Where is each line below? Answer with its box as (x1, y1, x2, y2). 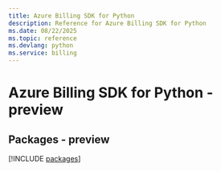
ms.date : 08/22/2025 (8, 26, 78, 35)
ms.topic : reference (8, 34, 78, 43)
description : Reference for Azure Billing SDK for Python (8, 19, 207, 27)
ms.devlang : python (8, 42, 74, 50)
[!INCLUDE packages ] (8, 154, 81, 163)
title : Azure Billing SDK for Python (8, 11, 135, 20)
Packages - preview (8, 132, 110, 146)
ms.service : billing (8, 49, 78, 57)
